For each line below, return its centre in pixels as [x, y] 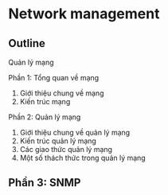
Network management [84, 14]
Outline [27, 43]
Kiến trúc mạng [45, 101]
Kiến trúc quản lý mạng [58, 141]
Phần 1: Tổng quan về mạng [54, 78]
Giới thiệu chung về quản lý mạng [75, 133]
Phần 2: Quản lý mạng [45, 117]
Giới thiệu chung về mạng [62, 93]
